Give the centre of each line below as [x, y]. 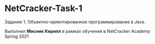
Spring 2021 [17, 36]
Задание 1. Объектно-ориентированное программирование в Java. [75, 22]
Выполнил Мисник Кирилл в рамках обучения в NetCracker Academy [77, 31]
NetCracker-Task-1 [43, 8]
